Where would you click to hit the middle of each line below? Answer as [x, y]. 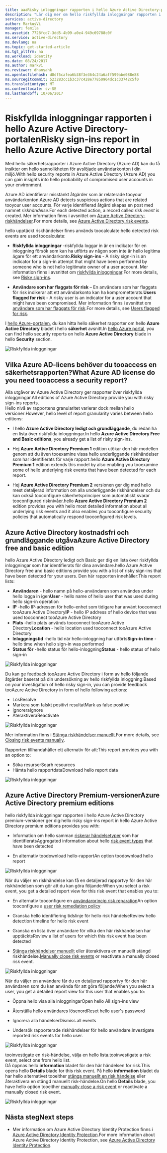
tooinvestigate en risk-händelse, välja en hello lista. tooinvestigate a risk [78, 1055]
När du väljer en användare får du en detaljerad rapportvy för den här [76, 981]
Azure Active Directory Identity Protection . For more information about [83, 1135]
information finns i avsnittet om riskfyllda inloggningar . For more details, [85, 272]
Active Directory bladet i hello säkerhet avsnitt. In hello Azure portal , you [80, 329]
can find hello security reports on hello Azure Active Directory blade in [78, 334]
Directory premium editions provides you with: [52, 826]
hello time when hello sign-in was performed [58, 644]
